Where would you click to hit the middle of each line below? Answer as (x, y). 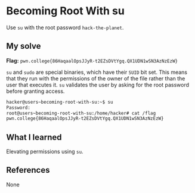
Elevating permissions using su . (45, 152)
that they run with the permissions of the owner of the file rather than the (96, 78)
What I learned (34, 137)
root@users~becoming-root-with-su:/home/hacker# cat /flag (81, 113)
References (28, 170)
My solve (24, 46)
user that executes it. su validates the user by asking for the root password (98, 85)
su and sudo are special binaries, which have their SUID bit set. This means (97, 72)
